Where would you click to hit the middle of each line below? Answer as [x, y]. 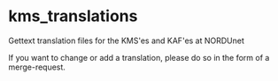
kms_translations [73, 16]
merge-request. [37, 67]
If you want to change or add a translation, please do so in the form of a [139, 57]
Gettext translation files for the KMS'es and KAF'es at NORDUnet [127, 40]
